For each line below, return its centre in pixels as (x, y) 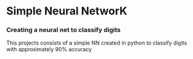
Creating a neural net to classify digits (63, 30)
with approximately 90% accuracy (49, 49)
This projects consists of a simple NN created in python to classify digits (97, 43)
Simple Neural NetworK (67, 11)
